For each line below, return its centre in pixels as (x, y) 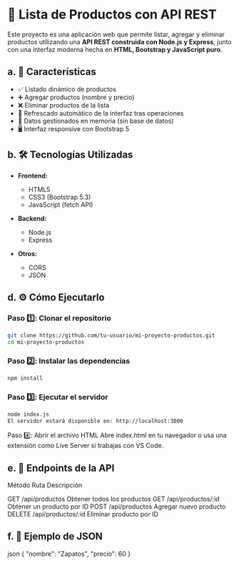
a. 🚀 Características (52, 72)
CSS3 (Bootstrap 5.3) (60, 197)
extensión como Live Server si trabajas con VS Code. (86, 446)
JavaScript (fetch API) (61, 204)
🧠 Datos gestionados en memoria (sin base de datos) (96, 121)
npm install (25, 378)
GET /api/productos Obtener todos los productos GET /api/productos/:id (113, 499)
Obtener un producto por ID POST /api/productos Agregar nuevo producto (117, 507)
